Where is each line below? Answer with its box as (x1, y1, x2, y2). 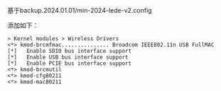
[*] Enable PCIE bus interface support (7, 60, 132, 67)
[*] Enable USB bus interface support (7, 54, 129, 61)
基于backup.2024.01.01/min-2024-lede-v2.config (7, 6, 152, 14)
